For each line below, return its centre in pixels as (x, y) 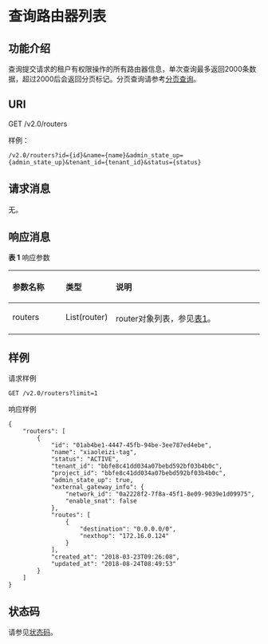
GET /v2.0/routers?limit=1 (53, 393)
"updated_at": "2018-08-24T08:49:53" (114, 564)
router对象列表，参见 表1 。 (166, 318)
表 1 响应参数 (29, 258)
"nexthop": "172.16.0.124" (124, 536)
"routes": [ (71, 516)
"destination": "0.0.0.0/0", (128, 529)
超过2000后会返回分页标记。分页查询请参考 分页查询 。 (111, 79)
